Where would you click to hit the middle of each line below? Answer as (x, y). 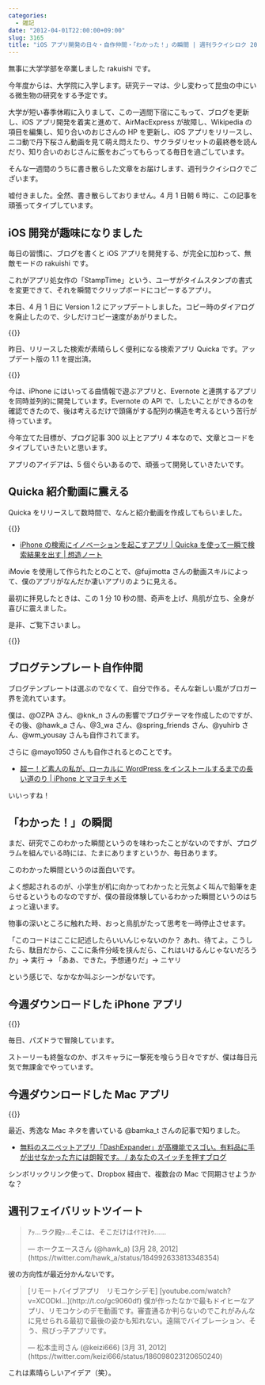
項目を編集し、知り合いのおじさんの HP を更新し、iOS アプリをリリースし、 (132, 132)
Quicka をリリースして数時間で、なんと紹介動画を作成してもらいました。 (127, 512)
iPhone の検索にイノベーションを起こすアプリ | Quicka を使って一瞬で (134, 545)
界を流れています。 (39, 698)
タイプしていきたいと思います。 (60, 447)
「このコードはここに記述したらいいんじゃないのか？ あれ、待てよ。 (120, 940)
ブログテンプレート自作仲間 (76, 668)
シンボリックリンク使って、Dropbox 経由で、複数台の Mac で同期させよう (129, 1174)
